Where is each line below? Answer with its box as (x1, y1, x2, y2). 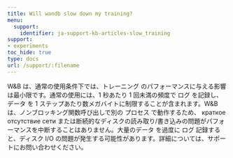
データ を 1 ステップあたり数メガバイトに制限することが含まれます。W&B (7, 99, 218, 108)
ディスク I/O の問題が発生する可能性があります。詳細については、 (19, 134, 208, 143)
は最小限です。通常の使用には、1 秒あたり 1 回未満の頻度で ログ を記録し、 (7, 90, 223, 99)
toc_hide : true (7, 49, 52, 56)
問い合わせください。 (25, 143, 87, 151)
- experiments (7, 42, 49, 49)
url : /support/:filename (7, 62, 80, 69)
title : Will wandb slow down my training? (7, 10, 133, 17)
